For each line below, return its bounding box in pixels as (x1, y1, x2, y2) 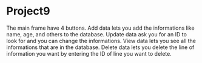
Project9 (6, 4, 50, 18)
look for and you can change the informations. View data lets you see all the (6, 37, 196, 44)
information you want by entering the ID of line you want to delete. (6, 50, 172, 57)
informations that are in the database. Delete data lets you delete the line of (6, 44, 195, 51)
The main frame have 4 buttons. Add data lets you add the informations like (6, 24, 195, 31)
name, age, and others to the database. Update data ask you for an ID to (6, 30, 187, 38)
